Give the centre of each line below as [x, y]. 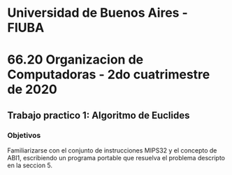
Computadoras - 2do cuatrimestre [109, 75]
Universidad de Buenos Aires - [98, 13]
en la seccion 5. [30, 165]
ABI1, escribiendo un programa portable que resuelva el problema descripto [116, 158]
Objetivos [24, 135]
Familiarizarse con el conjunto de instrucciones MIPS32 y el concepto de [112, 150]
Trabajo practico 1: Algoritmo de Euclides [99, 115]
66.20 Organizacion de [75, 60]
